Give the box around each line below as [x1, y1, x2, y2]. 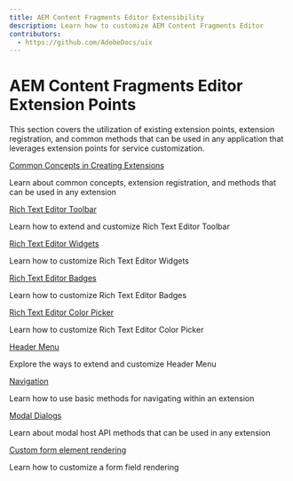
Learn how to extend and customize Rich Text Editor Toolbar [9, 221, 231, 232]
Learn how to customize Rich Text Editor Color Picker [9, 325, 204, 335]
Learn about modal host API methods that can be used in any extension [9, 428, 271, 438]
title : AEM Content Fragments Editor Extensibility [9, 12, 204, 22]
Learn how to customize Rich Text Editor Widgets [9, 256, 189, 266]
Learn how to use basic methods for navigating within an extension [9, 393, 255, 404]
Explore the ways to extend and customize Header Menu [9, 359, 218, 369]
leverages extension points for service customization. [9, 143, 205, 154]
